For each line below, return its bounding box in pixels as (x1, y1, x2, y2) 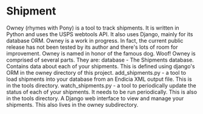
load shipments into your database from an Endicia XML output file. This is (6, 75, 192, 83)
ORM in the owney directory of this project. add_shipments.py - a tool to (6, 69, 187, 76)
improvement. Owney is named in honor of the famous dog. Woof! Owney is (6, 49, 196, 57)
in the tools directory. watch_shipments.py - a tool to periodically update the (6, 81, 196, 89)
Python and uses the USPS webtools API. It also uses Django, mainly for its (6, 30, 193, 37)
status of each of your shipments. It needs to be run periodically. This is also (6, 88, 198, 95)
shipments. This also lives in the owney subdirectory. (6, 101, 139, 108)
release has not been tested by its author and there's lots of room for (6, 43, 178, 51)
